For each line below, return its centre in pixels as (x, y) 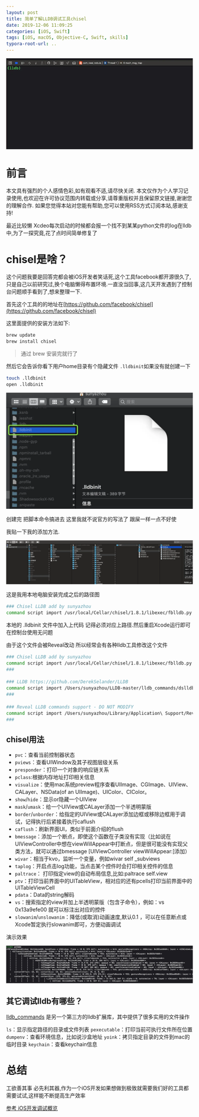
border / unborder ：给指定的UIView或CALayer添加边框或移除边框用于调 (100, 814)
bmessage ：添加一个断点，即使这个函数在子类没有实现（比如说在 (93, 837)
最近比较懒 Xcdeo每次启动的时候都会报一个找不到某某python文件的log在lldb (99, 226)
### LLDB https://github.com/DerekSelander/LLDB (67, 682)
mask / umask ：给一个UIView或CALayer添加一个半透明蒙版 (83, 807)
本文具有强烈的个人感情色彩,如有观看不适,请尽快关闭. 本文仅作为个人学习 (95, 191)
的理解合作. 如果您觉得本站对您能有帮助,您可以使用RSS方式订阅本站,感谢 (95, 205)
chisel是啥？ (37, 259)
